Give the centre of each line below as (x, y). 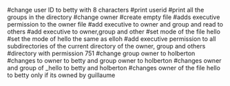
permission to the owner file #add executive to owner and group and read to (115, 24)
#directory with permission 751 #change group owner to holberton (101, 53)
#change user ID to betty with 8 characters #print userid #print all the (106, 10)
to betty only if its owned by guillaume (61, 75)
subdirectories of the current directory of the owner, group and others (106, 46)
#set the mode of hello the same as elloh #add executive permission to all (112, 39)
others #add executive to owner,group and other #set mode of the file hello (114, 31)
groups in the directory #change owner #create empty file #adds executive (114, 17)
